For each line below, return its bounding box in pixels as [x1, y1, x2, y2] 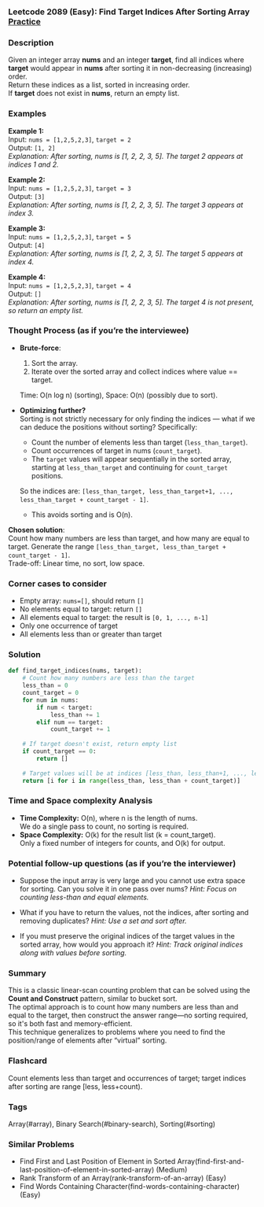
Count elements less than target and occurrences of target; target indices [8, 1073, 247, 1083]
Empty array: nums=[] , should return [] [19, 596, 145, 606]
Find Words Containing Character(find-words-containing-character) [19, 1182, 240, 1191]
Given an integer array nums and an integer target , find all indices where [8, 55, 245, 65]
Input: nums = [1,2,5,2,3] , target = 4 [8, 280, 131, 290]
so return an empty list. [8, 305, 84, 315]
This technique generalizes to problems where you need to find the [8, 1028, 225, 1037]
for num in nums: [22, 696, 79, 704]
